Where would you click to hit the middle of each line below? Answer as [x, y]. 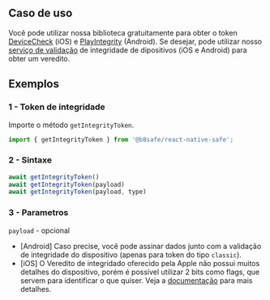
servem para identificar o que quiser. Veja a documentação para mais [136, 280]
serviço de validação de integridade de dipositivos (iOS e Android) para [128, 50]
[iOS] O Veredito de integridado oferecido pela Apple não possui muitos [140, 263]
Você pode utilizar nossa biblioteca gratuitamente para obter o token [123, 32]
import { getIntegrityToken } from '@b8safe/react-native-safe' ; [121, 139]
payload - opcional [39, 230]
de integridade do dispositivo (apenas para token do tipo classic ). [131, 255]
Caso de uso [41, 13]
